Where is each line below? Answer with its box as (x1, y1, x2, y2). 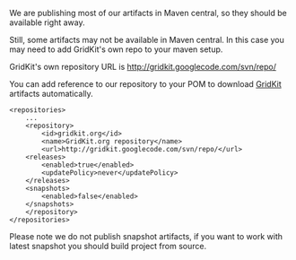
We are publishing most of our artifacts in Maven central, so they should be (9, 8, 287, 18)
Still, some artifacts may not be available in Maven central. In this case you (9, 35, 285, 45)
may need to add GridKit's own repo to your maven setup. (9, 44, 223, 55)
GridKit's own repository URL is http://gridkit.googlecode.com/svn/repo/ (9, 62, 276, 72)
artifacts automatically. (9, 89, 94, 99)
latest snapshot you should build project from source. (9, 241, 207, 251)
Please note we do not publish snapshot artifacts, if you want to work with (9, 231, 283, 241)
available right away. (9, 17, 85, 28)
